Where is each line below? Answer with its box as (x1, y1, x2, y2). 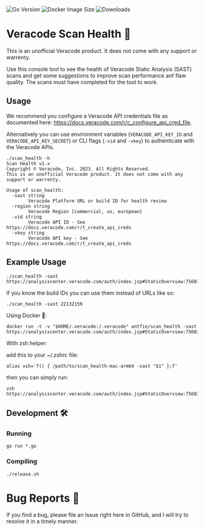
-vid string (12, 214, 42, 220)
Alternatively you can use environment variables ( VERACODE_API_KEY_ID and (6, 130, 193, 138)
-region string (12, 203, 50, 209)
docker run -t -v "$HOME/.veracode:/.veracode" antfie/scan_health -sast (6, 323, 197, 329)
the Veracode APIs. (6, 143, 55, 150)
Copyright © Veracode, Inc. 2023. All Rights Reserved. (6, 166, 151, 172)
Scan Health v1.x (6, 160, 50, 167)
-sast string (12, 192, 45, 199)
